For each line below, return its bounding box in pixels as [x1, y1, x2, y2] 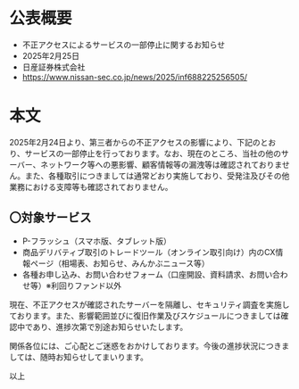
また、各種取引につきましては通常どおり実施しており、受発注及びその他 [24, 170, 290, 181]
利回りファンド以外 [50, 280, 122, 291]
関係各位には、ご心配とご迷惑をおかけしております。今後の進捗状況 [9, 340, 259, 351]
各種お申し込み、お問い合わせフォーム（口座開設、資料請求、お [21, 269, 257, 279]
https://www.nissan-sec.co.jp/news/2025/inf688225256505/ [21, 71, 248, 82]
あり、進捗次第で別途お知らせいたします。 [32, 321, 188, 332]
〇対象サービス [9, 211, 92, 226]
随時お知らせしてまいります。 [39, 352, 149, 362]
